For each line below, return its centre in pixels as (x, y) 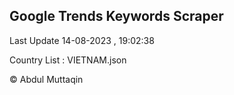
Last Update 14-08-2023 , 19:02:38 (82, 40)
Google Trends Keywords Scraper (116, 16)
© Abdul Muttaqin (46, 79)
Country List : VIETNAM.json (68, 60)
